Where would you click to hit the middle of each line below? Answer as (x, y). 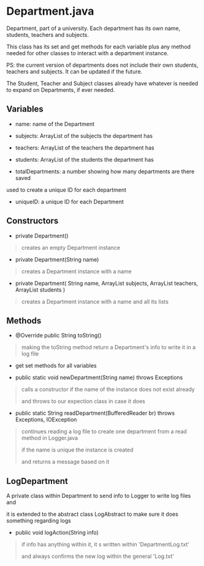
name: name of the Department (55, 124)
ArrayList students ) (40, 290)
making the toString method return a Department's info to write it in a (108, 347)
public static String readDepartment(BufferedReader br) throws (95, 413)
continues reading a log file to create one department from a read (104, 432)
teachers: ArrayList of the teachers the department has (85, 148)
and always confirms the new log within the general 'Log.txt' (98, 556)
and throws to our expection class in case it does (83, 401)
